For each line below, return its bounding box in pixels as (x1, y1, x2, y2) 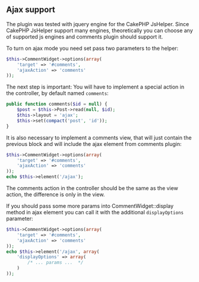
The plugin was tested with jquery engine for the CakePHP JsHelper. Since (6, 20, 189, 27)
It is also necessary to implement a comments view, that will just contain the (6, 134, 192, 141)
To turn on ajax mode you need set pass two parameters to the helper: (6, 45, 179, 52)
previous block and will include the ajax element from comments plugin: (6, 140, 182, 147)
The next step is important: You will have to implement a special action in (6, 83, 185, 91)
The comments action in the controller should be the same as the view (6, 185, 178, 192)
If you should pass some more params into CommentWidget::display (6, 202, 174, 210)
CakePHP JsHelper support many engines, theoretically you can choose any (6, 27, 193, 34)
